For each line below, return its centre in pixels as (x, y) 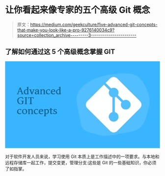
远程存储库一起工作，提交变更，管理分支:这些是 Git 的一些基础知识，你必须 (81, 162)
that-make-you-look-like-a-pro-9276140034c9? (66, 30)
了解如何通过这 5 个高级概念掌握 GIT (60, 52)
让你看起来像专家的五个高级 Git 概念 (78, 10)
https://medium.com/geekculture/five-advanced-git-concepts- (94, 24)
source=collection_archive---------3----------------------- (77, 35)
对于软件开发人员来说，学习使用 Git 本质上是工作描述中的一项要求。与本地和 (82, 156)
